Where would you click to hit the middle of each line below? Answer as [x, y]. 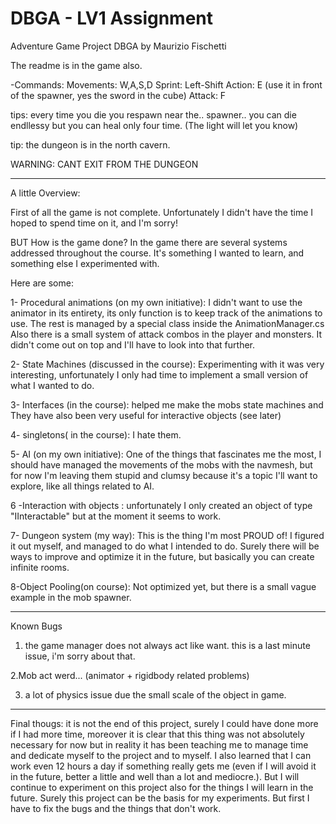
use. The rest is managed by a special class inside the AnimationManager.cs [167, 323]
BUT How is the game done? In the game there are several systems [149, 242]
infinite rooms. [40, 567]
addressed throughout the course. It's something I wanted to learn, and [157, 253]
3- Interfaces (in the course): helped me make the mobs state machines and [167, 404]
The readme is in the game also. [76, 65]
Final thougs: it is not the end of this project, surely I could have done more [164, 723]
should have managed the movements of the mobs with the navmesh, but [161, 464]
